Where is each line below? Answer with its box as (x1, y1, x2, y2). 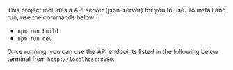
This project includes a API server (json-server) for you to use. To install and (7, 6, 226, 14)
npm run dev (17, 35, 52, 42)
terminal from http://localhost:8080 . (7, 55, 115, 63)
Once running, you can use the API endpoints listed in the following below (7, 48, 219, 55)
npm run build (17, 28, 58, 35)
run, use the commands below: (7, 13, 96, 21)
